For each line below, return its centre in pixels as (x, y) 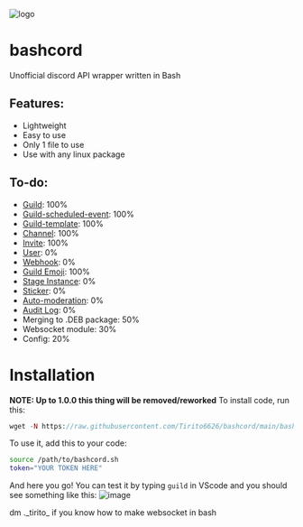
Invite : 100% (46, 243)
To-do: (29, 183)
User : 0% (40, 252)
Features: (37, 104)
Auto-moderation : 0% (63, 300)
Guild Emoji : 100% (56, 272)
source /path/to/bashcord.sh (64, 460)
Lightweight (44, 125)
